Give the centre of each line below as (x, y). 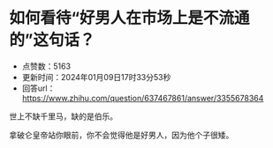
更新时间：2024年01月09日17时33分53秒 (96, 77)
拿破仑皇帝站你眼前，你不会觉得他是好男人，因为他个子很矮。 (121, 135)
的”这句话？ (52, 40)
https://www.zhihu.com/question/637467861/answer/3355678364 (143, 98)
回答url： (38, 88)
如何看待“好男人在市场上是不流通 (129, 18)
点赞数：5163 (46, 66)
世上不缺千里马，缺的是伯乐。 (63, 116)
